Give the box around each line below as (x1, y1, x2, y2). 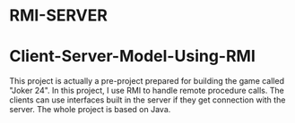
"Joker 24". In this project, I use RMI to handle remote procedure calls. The (9, 86, 284, 96)
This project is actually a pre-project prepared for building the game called (9, 76, 285, 86)
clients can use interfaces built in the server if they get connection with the (9, 94, 286, 105)
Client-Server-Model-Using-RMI (9, 46, 256, 67)
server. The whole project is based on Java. (9, 104, 171, 115)
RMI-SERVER (9, 5, 108, 26)
